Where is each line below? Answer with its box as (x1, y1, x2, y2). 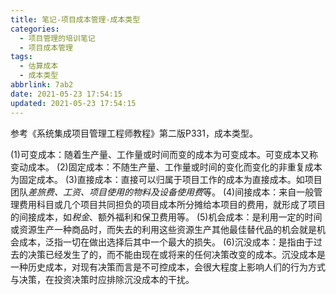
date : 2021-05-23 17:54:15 (10, 89, 123, 99)
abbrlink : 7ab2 (10, 80, 74, 90)
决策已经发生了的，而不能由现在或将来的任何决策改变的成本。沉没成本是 (27, 248, 326, 260)
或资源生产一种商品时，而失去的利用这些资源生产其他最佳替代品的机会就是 (10, 223, 317, 235)
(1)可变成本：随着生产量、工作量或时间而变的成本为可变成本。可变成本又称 (10, 148, 318, 160)
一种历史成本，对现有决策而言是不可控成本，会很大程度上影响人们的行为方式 (10, 261, 326, 273)
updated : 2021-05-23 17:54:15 (10, 98, 137, 108)
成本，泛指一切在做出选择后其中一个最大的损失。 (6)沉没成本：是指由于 (18, 236, 314, 248)
